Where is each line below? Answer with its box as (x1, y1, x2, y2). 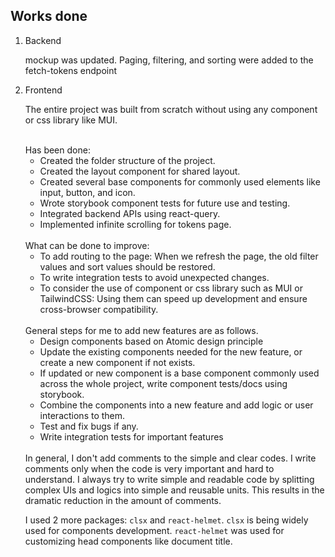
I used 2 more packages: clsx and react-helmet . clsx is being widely (24, 514, 309, 526)
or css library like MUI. (24, 114, 118, 126)
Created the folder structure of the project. (39, 154, 216, 166)
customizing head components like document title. (24, 535, 233, 547)
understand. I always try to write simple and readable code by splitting (24, 473, 315, 485)
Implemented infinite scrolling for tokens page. (39, 218, 232, 230)
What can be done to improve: (24, 239, 150, 251)
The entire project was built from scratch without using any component (24, 103, 318, 115)
